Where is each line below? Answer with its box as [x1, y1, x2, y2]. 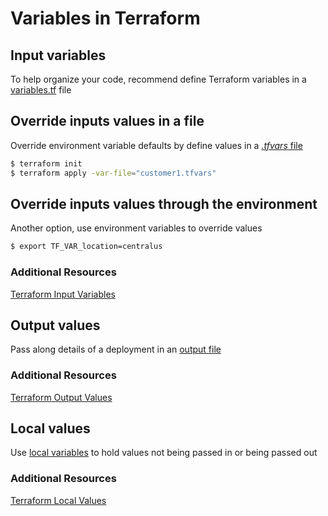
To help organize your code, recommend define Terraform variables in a [10, 73, 307, 85]
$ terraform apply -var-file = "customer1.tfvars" [10, 168, 217, 178]
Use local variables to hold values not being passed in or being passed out [10, 447, 318, 459]
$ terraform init [10, 158, 83, 169]
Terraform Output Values [10, 391, 113, 403]
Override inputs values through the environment [10, 195, 318, 212]
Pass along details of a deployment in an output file [10, 343, 222, 356]
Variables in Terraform [10, 7, 201, 30]
